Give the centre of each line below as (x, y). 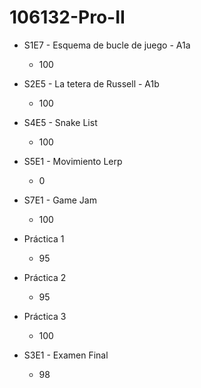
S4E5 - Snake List (60, 122)
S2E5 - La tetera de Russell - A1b (91, 83)
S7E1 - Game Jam (60, 200)
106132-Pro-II (67, 17)
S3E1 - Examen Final (66, 355)
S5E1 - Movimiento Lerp (73, 161)
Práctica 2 (45, 277)
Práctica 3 (45, 316)
